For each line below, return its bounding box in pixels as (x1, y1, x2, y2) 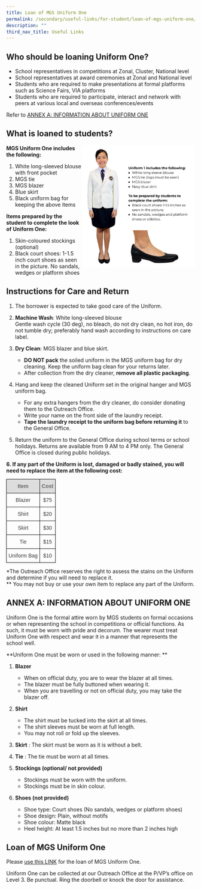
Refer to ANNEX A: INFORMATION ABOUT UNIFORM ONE (6, 111, 148, 118)
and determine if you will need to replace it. (6, 574, 113, 581)
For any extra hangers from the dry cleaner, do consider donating (23, 399, 185, 406)
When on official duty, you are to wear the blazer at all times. (23, 674, 173, 682)
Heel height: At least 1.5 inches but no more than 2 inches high (23, 825, 178, 832)
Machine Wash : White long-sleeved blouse (14, 314, 122, 321)
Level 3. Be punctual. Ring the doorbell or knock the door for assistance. (6, 876, 184, 884)
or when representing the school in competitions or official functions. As (6, 620, 184, 628)
